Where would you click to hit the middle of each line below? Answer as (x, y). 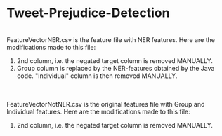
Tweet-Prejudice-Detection (88, 13)
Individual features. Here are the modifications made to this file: (98, 111)
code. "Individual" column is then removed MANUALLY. (97, 76)
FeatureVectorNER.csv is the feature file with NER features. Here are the (111, 39)
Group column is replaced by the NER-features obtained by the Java (116, 68)
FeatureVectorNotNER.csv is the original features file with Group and (106, 104)
